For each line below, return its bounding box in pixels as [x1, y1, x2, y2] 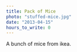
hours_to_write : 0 [6, 24, 51, 31]
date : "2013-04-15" [6, 19, 54, 25]
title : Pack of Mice [6, 8, 57, 14]
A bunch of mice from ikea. [6, 40, 71, 47]
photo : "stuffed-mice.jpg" [6, 14, 72, 20]
